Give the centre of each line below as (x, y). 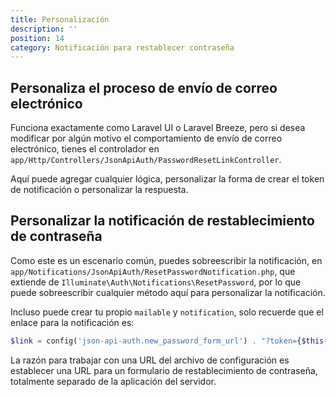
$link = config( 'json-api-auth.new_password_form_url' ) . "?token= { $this (167, 341)
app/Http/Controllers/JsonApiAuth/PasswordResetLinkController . (146, 160)
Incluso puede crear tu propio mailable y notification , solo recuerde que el (167, 312)
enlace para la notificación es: (72, 322)
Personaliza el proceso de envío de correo (144, 87)
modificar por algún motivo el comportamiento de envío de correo (146, 138)
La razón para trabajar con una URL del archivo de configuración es (150, 360)
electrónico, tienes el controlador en (85, 149)
